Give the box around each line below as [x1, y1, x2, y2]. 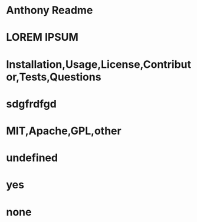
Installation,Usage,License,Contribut [6, 57, 192, 71]
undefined [6, 151, 58, 165]
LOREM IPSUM [6, 31, 78, 44]
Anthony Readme [6, 4, 93, 17]
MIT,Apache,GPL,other [6, 124, 122, 138]
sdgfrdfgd [6, 97, 57, 110]
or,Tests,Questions [6, 70, 101, 83]
